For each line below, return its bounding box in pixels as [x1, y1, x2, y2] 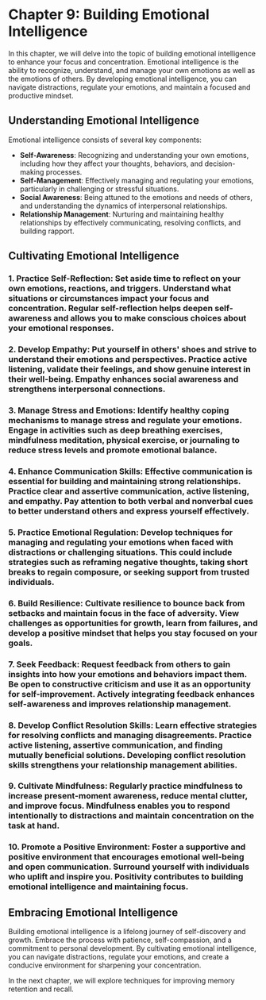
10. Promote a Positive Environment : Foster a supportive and [8, 841, 246, 852]
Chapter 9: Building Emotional [8, 6, 210, 24]
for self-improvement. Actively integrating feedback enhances [8, 688, 256, 699]
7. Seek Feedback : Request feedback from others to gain [8, 659, 231, 670]
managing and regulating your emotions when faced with [8, 537, 233, 548]
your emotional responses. [8, 323, 114, 334]
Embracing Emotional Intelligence [8, 906, 179, 919]
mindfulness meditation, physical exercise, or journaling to [8, 434, 241, 445]
